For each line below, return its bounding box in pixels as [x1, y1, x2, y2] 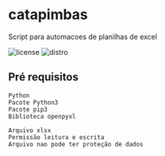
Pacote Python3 [8, 98, 59, 107]
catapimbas [8, 6, 89, 24]
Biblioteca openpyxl [8, 112, 77, 120]
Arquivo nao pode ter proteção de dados [8, 140, 144, 148]
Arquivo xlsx [8, 126, 52, 135]
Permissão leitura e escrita [8, 133, 105, 141]
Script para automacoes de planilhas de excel [8, 32, 157, 41]
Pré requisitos [8, 70, 79, 84]
